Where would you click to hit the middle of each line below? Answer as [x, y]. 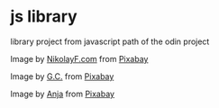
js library [44, 17]
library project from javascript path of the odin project [110, 41]
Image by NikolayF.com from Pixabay [79, 58]
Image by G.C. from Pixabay [62, 76]
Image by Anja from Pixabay [63, 94]
